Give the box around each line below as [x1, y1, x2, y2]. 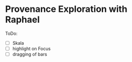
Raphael [5, 14, 40, 25]
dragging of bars [12, 51, 47, 58]
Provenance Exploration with [5, 3, 127, 15]
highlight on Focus [12, 46, 51, 52]
